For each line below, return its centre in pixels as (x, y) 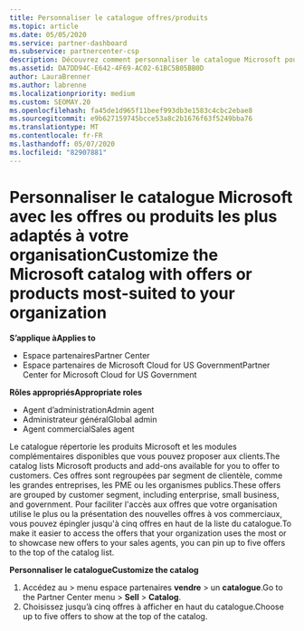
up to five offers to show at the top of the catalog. (115, 616)
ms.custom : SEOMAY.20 (50, 102)
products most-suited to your (122, 293)
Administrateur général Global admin (90, 419)
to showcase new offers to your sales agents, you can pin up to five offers (147, 542)
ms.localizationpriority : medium (72, 93)
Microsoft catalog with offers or (131, 274)
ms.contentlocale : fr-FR (56, 136)
